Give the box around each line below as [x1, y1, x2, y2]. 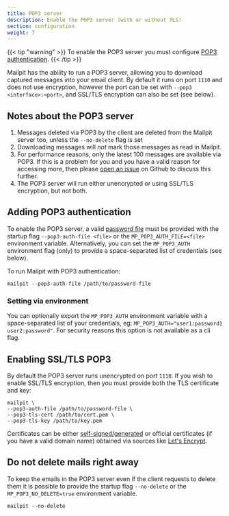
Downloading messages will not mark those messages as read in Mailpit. [16, 143, 222, 151]
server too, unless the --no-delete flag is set [16, 136, 144, 144]
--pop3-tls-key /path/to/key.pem [7, 417, 103, 424]
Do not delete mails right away [7, 456, 139, 468]
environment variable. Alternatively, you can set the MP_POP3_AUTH [7, 239, 191, 247]
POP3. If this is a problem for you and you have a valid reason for [16, 158, 200, 166]
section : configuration [7, 23, 75, 29]
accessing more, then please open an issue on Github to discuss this [16, 165, 211, 173]
